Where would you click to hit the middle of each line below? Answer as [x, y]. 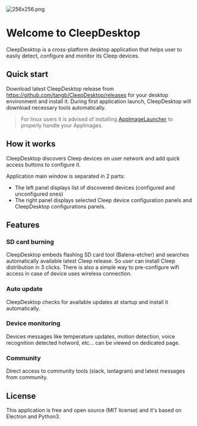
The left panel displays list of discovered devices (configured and [95, 187]
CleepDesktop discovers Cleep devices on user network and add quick [93, 158]
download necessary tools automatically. [56, 107]
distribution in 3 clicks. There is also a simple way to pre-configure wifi [93, 267]
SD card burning [30, 242]
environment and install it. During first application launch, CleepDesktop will [99, 101]
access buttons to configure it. [44, 164]
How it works [31, 144]
